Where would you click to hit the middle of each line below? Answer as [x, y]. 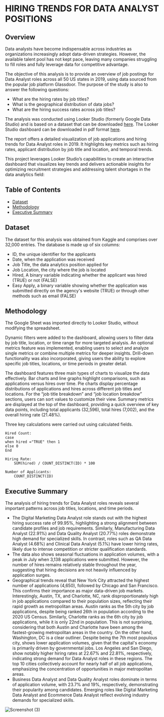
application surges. [32, 575]
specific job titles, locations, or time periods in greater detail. [66, 364]
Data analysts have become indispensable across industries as [69, 49]
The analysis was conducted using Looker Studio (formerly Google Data [78, 119]
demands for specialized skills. [43, 700]
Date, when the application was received [53, 259]
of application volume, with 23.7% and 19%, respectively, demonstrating [85, 685]
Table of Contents [33, 190]
